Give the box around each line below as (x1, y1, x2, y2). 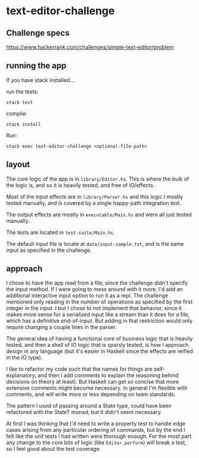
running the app (6, 61, 67, 71)
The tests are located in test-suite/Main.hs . (6, 229, 115, 236)
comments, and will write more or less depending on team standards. (6, 391, 176, 398)
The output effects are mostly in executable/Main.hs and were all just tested (6, 211, 192, 218)
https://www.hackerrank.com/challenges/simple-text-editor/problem (6, 43, 174, 50)
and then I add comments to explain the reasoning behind (37, 372, 179, 379)
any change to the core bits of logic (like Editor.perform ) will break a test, (6, 439, 187, 446)
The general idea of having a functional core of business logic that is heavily (6, 335, 193, 342)
